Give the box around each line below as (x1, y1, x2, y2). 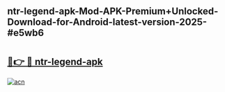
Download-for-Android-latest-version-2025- (7, 17, 208, 28)
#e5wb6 (7, 27, 44, 39)
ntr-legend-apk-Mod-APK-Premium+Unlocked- (7, 6, 219, 17)
